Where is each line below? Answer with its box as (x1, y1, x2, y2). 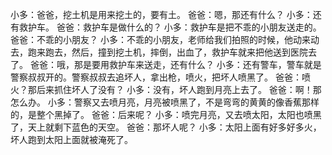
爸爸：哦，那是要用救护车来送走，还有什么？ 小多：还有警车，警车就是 (29, 59, 322, 70)
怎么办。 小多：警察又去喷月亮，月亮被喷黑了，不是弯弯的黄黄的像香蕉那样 (10, 96, 320, 108)
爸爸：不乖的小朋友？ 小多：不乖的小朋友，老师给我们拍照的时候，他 (10, 34, 293, 45)
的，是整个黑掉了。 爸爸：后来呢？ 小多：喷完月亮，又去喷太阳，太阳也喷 (10, 109, 313, 120)
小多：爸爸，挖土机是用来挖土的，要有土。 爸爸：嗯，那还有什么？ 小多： (10, 9, 313, 20)
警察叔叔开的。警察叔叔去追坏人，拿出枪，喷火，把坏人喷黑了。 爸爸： (10, 71, 302, 83)
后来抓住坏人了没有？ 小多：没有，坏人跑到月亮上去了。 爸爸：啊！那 (36, 84, 322, 95)
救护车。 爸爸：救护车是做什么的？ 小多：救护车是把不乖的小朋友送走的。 (18, 21, 322, 33)
